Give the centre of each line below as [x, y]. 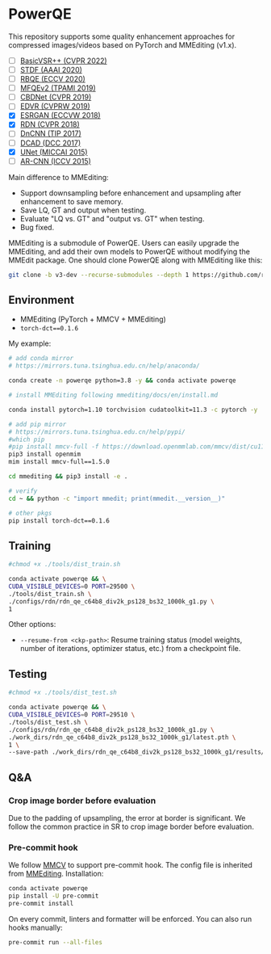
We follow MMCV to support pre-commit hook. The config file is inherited [130, 865]
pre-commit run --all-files [56, 942]
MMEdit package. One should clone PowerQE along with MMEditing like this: [135, 260]
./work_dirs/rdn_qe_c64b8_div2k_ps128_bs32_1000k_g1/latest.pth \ [122, 737]
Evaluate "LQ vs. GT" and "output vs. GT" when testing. [112, 218]
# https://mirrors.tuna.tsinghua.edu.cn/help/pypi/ [97, 432]
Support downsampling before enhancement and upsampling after [131, 193]
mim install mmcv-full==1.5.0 [59, 462]
